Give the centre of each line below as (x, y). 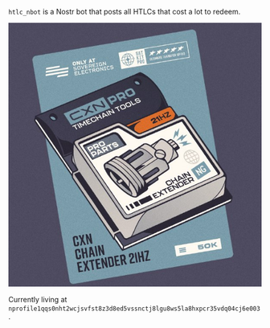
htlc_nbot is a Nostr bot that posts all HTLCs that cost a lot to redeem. (125, 12)
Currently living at (38, 300)
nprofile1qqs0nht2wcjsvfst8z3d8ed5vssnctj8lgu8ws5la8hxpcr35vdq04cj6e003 (135, 309)
